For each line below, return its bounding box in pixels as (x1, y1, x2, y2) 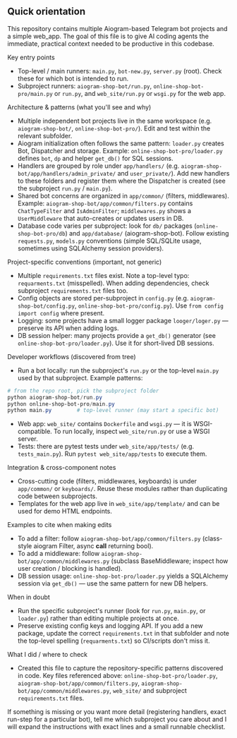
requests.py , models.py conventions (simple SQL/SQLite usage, (17, 236, 202, 245)
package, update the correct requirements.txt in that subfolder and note (17, 629, 229, 638)
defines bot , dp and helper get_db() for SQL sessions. (17, 154, 174, 162)
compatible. (17, 427, 53, 436)
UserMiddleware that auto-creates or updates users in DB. (17, 214, 184, 222)
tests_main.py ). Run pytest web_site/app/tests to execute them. (17, 449, 207, 458)
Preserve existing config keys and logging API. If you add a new (17, 622, 203, 630)
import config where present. (17, 308, 105, 317)
